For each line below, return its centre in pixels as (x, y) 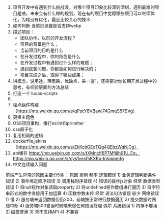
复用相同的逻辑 (28, 135)
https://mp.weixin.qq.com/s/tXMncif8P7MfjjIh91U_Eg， (84, 153)
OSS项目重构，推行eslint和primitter (48, 123)
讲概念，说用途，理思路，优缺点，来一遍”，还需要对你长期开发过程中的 (84, 81)
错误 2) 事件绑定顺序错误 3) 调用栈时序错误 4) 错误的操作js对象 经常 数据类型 (83, 181)
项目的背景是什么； (40, 44)
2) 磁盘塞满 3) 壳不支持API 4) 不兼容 (42, 212)
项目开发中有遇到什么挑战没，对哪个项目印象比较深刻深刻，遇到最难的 (84, 7)
